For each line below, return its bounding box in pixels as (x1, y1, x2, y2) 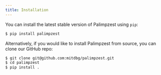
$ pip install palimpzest (5, 31, 60, 36)
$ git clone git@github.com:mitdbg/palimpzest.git (5, 55, 114, 61)
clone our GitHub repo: (5, 46, 53, 52)
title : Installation (5, 7, 49, 13)
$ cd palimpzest (5, 60, 39, 65)
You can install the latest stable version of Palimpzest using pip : (5, 21, 138, 27)
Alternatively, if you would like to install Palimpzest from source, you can (5, 40, 156, 46)
